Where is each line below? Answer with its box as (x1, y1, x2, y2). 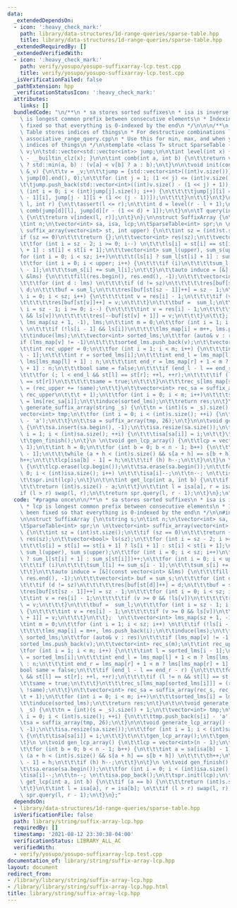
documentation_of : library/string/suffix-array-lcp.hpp (7, 857, 175, 864)
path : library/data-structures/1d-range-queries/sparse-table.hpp (20, 30, 219, 37)
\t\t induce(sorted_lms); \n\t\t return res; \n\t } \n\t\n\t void (20, 700, 200, 707)
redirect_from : (7, 870, 52, 878)
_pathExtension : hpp (13, 83, 74, 90)
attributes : (13, 96, 49, 103)
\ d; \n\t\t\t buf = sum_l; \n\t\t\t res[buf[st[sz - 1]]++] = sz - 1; (20, 286, 222, 293)
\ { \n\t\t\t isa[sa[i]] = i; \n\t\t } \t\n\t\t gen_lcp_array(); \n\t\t (20, 732, 219, 740)
